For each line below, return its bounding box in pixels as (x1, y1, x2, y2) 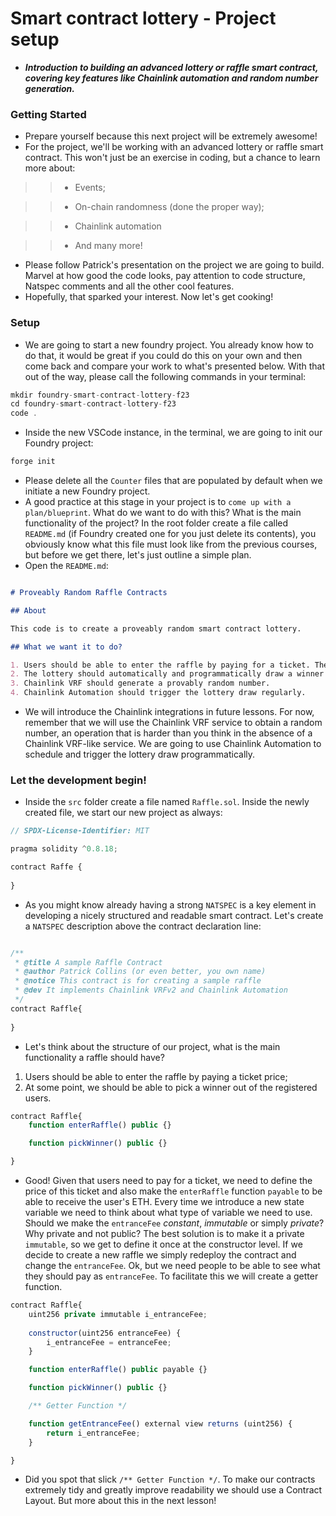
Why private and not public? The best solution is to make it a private (24, 1228, 305, 1240)
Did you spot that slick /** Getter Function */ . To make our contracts (24, 1473, 316, 1486)
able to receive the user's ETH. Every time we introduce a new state (24, 1196, 305, 1208)
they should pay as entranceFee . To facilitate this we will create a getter (24, 1270, 319, 1282)
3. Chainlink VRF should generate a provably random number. (10, 678, 271, 689)
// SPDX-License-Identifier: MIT (10, 826, 150, 836)
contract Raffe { (10, 862, 83, 872)
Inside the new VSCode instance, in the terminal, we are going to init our (24, 427, 323, 439)
